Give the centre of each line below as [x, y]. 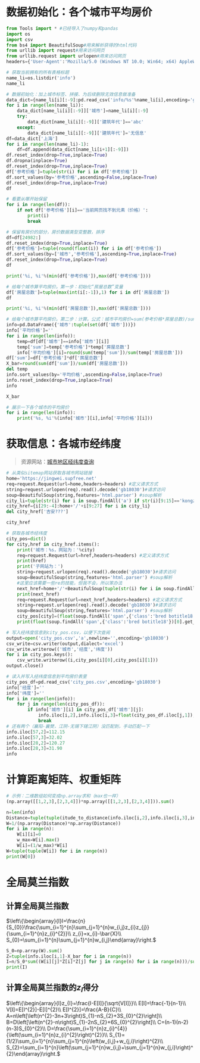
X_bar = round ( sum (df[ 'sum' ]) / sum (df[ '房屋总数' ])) [67, 364]
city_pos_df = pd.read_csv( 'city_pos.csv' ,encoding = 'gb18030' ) [84, 682]
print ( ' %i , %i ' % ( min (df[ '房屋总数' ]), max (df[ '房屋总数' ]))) [79, 308]
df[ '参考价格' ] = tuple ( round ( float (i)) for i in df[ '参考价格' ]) [84, 249]
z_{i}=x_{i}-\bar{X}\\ [97, 933]
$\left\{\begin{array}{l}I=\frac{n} [46, 921]
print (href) [32, 561]
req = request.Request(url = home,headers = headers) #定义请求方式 [82, 484]
